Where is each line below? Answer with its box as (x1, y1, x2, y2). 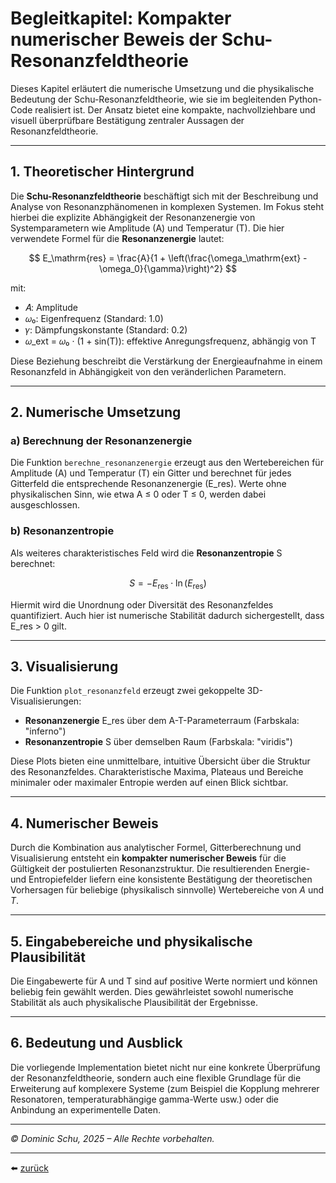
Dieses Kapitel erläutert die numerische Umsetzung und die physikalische (10, 82, 315, 94)
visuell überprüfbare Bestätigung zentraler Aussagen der (10, 114, 245, 126)
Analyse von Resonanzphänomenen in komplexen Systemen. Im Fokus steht (10, 200, 324, 212)
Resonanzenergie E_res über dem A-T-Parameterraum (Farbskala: (24, 715, 300, 727)
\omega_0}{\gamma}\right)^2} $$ (98, 262, 238, 274)
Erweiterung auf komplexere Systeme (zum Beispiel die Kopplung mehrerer (10, 1082, 320, 1094)
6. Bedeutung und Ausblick (10, 1035, 183, 1052)
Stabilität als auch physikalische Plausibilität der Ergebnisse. (10, 996, 258, 1008)
